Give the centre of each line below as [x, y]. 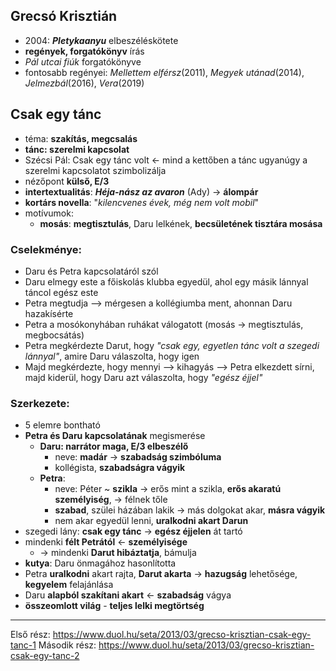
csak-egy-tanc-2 [45, 656]
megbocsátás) [54, 335]
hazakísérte [49, 313]
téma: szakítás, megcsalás [81, 138]
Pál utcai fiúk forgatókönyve [83, 61]
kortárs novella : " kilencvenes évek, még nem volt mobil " [142, 202]
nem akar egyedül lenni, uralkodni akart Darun [151, 521]
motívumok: [49, 213]
